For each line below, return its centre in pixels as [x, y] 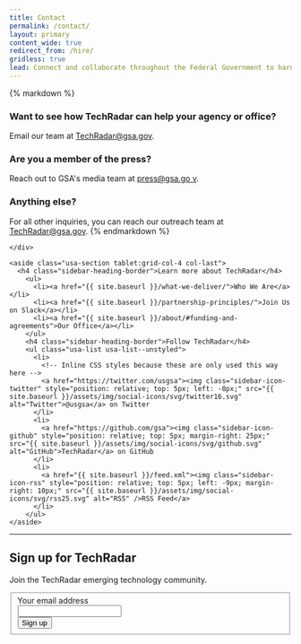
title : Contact [38, 17]
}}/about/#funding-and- [194, 318]
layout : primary [39, 34]
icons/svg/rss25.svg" [50, 499]
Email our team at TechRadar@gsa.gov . [82, 136]
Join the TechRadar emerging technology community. [108, 579]
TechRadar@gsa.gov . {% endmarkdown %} [90, 231]
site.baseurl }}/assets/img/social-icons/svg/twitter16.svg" [126, 396]
